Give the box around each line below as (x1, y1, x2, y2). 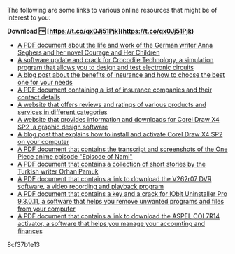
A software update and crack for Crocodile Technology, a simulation (17, 56, 214, 64)
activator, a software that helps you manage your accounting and (17, 220, 205, 227)
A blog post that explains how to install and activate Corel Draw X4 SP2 (17, 130, 223, 139)
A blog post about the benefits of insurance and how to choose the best (17, 71, 225, 79)
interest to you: (7, 13, 51, 22)
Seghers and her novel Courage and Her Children (17, 48, 160, 57)
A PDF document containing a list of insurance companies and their (17, 85, 212, 94)
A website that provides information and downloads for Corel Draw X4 (17, 115, 220, 123)
